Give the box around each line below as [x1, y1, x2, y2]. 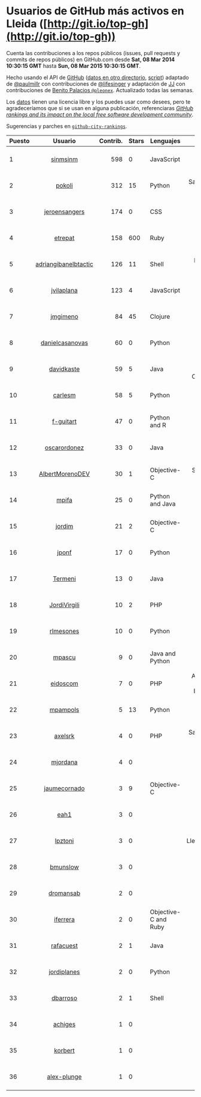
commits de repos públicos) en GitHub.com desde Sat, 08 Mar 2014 [6, 56, 175, 63]
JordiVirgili [49, 600, 80, 609]
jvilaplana [51, 286, 78, 294]
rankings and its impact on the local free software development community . [6, 111, 194, 118]
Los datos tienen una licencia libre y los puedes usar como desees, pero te [6, 98, 191, 105]
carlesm [53, 391, 76, 399]
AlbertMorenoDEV [38, 469, 90, 478]
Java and [150, 649, 176, 657]
